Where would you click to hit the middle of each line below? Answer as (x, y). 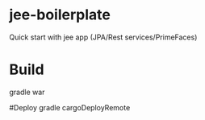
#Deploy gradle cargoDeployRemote (70, 107)
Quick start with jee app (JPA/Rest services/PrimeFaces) (103, 37)
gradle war (27, 92)
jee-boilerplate (60, 15)
